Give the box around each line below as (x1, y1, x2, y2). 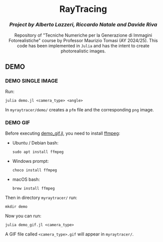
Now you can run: (5, 213, 42, 219)
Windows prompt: (12, 158, 49, 164)
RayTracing (59, 3, 108, 15)
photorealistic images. (60, 48, 106, 54)
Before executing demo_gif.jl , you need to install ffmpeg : (5, 130, 120, 137)
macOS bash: (12, 177, 40, 183)
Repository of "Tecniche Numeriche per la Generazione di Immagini (14, 32, 153, 38)
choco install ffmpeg (12, 168, 57, 173)
